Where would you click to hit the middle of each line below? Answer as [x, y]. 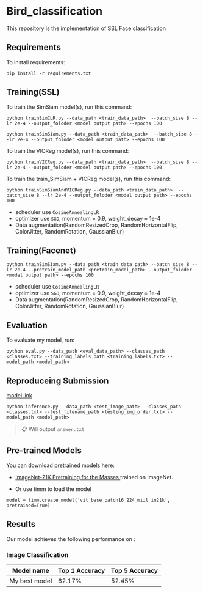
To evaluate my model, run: [41, 340]
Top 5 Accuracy [134, 570]
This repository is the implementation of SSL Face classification [86, 28]
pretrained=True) [28, 506]
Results [21, 524]
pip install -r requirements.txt [49, 73]
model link [19, 395]
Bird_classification [54, 11]
